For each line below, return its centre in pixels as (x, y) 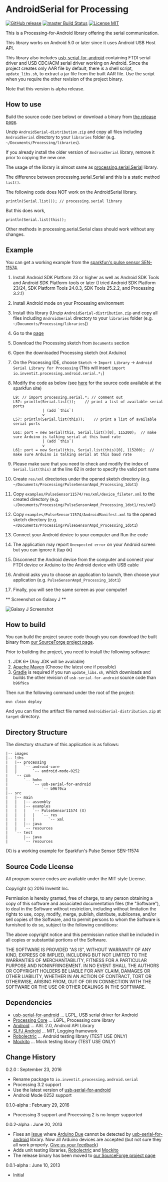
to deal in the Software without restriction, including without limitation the (81, 909)
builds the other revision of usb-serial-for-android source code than (84, 678)
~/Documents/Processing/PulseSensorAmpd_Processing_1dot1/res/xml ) (84, 504)
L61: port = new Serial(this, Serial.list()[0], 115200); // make (84, 432)
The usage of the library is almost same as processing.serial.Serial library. (82, 167)
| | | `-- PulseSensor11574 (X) (46, 811)
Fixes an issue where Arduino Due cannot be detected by (72, 1134)
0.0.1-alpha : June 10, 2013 (33, 1165)
